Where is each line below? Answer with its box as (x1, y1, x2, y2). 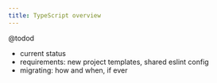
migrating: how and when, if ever (19, 65, 128, 75)
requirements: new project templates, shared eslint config (19, 57, 209, 66)
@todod (8, 33, 34, 43)
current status (19, 48, 66, 58)
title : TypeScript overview (8, 11, 102, 20)
